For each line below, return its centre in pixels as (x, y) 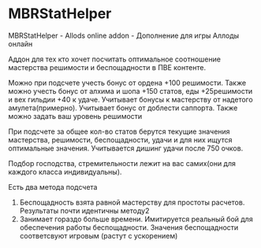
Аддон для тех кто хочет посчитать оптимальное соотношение (114, 59)
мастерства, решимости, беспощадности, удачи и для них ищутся (120, 139)
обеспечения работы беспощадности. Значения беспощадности (129, 227)
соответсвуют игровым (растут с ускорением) (99, 235)
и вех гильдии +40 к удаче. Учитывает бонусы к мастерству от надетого (131, 99)
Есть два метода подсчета (53, 187)
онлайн (21, 43)
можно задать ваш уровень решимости (75, 116)
